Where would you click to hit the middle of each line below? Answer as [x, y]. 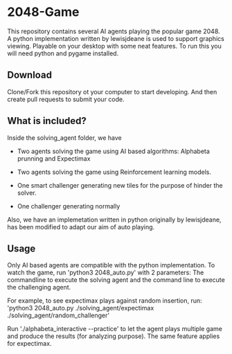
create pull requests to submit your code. [66, 99]
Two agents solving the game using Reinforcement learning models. [114, 172]
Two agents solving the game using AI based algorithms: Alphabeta [113, 151]
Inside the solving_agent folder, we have [65, 138]
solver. [27, 193]
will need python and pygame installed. [63, 53]
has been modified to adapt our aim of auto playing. [81, 227]
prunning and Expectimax [54, 158]
